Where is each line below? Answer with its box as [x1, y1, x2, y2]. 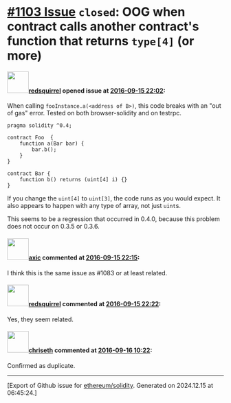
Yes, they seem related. [7, 315, 74, 323]
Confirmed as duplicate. [7, 362, 76, 369]
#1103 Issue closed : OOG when [7, 4, 186, 20]
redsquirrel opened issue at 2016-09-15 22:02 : [28, 87, 166, 95]
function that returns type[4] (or [7, 34, 195, 49]
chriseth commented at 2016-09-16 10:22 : [28, 346, 153, 354]
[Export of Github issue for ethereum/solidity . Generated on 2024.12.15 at [7, 382, 214, 389]
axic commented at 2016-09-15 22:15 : [28, 253, 140, 262]
